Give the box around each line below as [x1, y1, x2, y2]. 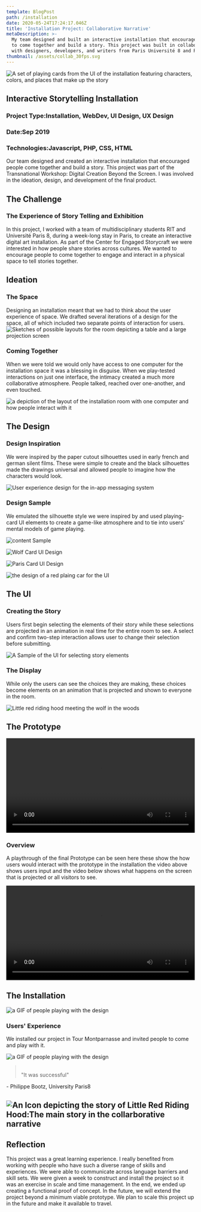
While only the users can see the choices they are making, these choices [6, 680, 187, 687]
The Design [6, 421, 50, 432]
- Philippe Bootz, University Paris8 [6, 1083, 91, 1090]
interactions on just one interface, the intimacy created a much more [6, 373, 175, 380]
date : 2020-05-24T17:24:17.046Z [6, 20, 87, 26]
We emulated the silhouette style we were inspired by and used [6, 512, 163, 520]
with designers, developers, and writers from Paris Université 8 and [11, 48, 191, 54]
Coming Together [6, 347, 59, 355]
